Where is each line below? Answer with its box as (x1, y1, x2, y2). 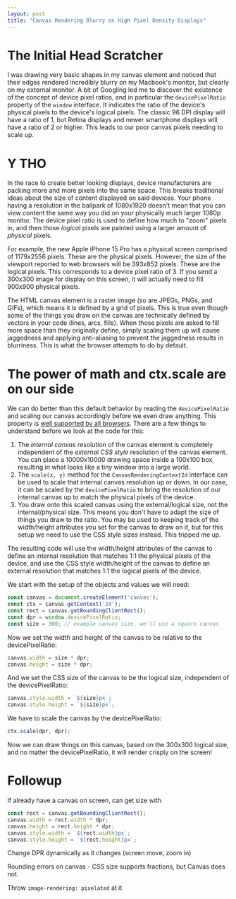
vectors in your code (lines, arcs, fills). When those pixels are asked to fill (7, 318, 220, 327)
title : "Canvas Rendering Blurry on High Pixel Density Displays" (7, 17, 206, 24)
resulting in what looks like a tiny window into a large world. (17, 463, 191, 472)
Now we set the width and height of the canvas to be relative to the (7, 633, 202, 641)
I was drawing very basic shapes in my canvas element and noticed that (7, 71, 217, 79)
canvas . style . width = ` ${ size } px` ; (7, 695, 112, 702)
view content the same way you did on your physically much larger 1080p (7, 209, 221, 218)
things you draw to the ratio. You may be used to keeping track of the (17, 516, 219, 524)
